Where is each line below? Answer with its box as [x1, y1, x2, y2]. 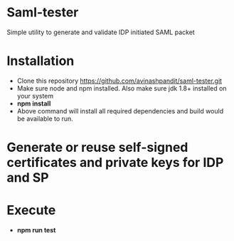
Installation [6, 53, 75, 69]
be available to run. [16, 114, 74, 123]
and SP [6, 170, 49, 186]
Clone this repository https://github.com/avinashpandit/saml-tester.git [16, 76, 222, 85]
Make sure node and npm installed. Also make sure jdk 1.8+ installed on [16, 83, 227, 93]
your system [16, 91, 54, 100]
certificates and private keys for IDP [6, 155, 224, 171]
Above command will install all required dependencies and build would [16, 106, 224, 115]
